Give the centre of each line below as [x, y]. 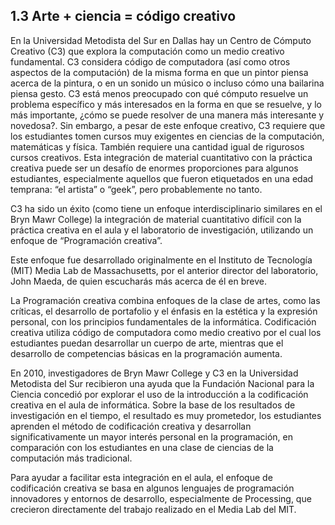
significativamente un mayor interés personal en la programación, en [151, 436]
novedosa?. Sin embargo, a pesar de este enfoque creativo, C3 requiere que [168, 125]
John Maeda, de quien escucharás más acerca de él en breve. [138, 281]
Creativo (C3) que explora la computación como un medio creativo [147, 51]
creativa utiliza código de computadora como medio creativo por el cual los [166, 332]
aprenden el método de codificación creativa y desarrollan [131, 426]
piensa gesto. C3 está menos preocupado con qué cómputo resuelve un [159, 93]
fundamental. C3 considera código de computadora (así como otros [150, 61]
